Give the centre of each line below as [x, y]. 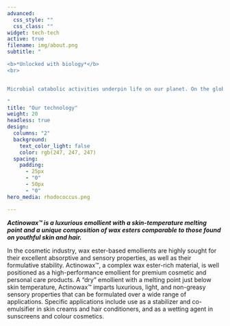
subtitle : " [24, 52]
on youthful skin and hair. [44, 237]
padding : [32, 165]
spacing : [26, 159]
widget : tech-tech [33, 33]
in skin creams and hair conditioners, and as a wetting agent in [125, 309]
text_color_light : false [55, 146]
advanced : [21, 13]
